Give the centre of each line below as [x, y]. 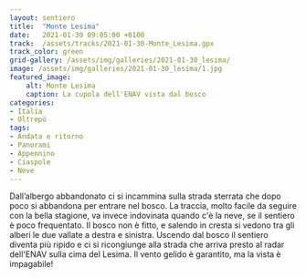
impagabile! [32, 264]
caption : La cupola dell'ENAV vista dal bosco [116, 94]
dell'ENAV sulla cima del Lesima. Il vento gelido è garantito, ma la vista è [145, 254]
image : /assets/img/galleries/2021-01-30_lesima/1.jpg [116, 69]
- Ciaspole [30, 162]
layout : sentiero [42, 18]
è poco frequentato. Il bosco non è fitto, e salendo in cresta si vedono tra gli [152, 225]
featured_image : [40, 77]
